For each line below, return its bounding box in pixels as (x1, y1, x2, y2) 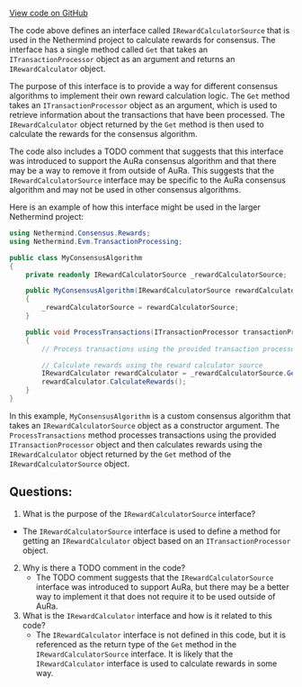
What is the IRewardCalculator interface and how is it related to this (22, 610, 272, 620)
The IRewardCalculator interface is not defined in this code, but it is (35, 629, 286, 640)
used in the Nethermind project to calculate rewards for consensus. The (9, 35, 276, 45)
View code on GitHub (9, 8, 88, 18)
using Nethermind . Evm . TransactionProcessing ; (9, 237, 182, 246)
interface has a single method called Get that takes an (9, 44, 209, 55)
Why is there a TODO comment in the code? (22, 562, 186, 573)
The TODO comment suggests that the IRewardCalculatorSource (35, 572, 274, 583)
